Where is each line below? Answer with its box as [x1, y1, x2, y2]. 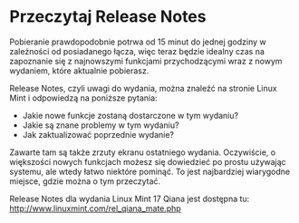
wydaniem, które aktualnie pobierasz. [9, 65, 149, 76]
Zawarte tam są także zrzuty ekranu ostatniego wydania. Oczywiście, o [9, 147, 276, 158]
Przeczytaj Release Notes [9, 6, 207, 27]
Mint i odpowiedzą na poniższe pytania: [9, 92, 158, 103]
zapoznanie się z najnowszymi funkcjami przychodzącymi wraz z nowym [9, 55, 283, 66]
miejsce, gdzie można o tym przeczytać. [9, 175, 161, 187]
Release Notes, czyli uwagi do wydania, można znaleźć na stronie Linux [9, 82, 278, 93]
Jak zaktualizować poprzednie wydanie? [22, 129, 175, 140]
